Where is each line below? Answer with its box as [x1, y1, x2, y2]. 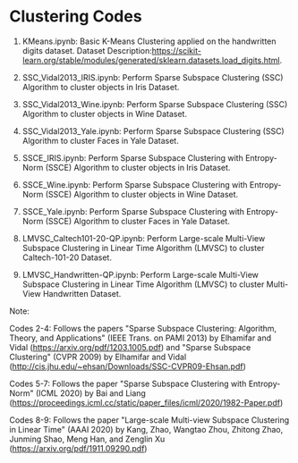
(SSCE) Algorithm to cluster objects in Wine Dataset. [45, 189, 239, 199]
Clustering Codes [9, 6, 142, 27]
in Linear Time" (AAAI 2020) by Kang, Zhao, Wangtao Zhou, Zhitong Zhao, [9, 424, 284, 434]
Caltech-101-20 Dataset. [21, 252, 112, 263]
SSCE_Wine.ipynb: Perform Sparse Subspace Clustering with [21, 179, 248, 189]
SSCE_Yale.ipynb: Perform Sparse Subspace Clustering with [21, 206, 244, 216]
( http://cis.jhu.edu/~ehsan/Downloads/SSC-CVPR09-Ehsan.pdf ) [9, 360, 246, 372]
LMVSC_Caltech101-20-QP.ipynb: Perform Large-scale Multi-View [21, 232, 266, 243]
